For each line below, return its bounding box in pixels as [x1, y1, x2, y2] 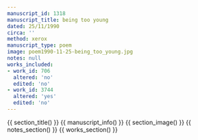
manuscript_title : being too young [7, 16, 109, 23]
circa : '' [7, 29, 36, 36]
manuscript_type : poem [7, 42, 72, 49]
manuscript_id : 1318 [7, 10, 66, 17]
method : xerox [7, 36, 48, 43]
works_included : [7, 61, 53, 68]
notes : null [7, 55, 41, 62]
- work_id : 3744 [7, 86, 53, 93]
